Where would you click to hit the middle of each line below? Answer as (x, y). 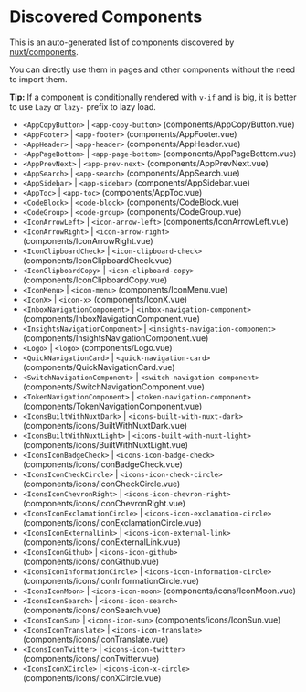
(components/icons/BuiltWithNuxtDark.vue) (105, 425)
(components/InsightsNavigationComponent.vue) (116, 338)
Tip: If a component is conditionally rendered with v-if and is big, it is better (153, 97)
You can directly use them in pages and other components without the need (152, 69)
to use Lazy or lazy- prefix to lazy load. (83, 106)
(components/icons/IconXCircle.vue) (92, 677)
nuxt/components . (44, 51)
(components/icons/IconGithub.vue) (91, 561)
